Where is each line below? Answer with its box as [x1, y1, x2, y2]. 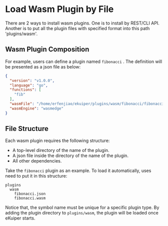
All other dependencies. [12, 158, 62, 164]
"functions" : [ [9, 87, 41, 92]
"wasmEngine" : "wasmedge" [9, 106, 64, 111]
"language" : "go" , [9, 82, 48, 88]
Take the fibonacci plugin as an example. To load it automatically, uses [5, 167, 151, 173]
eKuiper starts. [5, 215, 35, 221]
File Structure [5, 124, 48, 133]
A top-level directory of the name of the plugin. [12, 147, 109, 153]
